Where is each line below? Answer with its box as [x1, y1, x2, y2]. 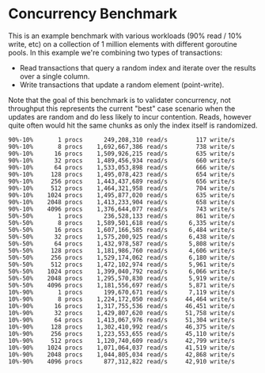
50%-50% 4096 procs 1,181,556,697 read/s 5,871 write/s [8, 281, 236, 289]
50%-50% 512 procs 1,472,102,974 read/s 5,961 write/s [8, 261, 236, 268]
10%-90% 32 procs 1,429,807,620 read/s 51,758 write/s [8, 309, 236, 317]
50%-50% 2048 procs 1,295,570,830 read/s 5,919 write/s [8, 274, 236, 282]
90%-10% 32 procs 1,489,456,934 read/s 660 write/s [8, 156, 236, 165]
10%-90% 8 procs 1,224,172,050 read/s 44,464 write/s [8, 295, 236, 303]
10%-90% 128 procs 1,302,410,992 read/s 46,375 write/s [8, 322, 236, 331]
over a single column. [19, 71, 90, 81]
